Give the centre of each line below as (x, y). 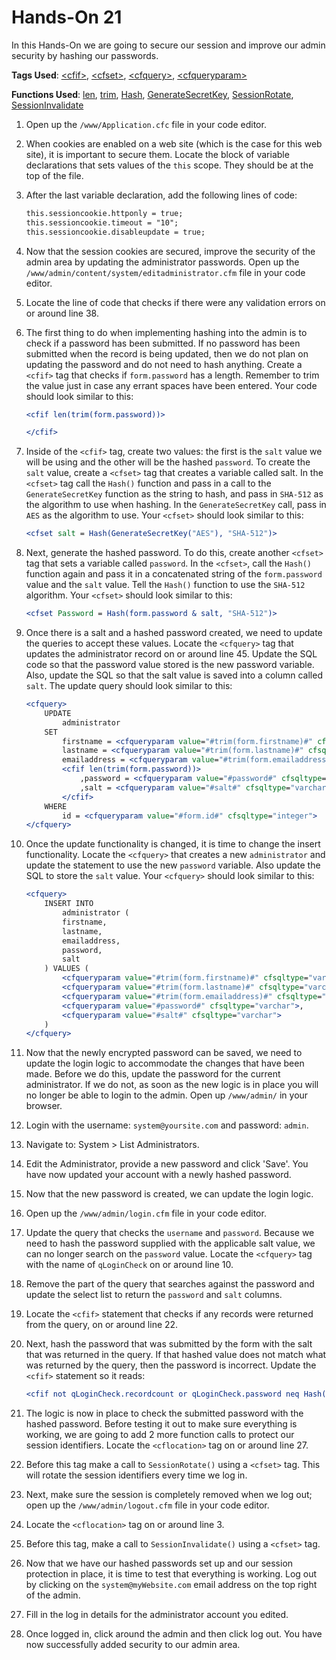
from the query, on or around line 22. (102, 1325)
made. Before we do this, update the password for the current (153, 1074)
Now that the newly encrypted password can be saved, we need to (164, 1053)
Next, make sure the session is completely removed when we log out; (169, 1495)
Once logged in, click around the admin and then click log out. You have (174, 1634)
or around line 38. (62, 313)
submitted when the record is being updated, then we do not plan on (167, 353)
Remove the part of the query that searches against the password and (170, 1284)
